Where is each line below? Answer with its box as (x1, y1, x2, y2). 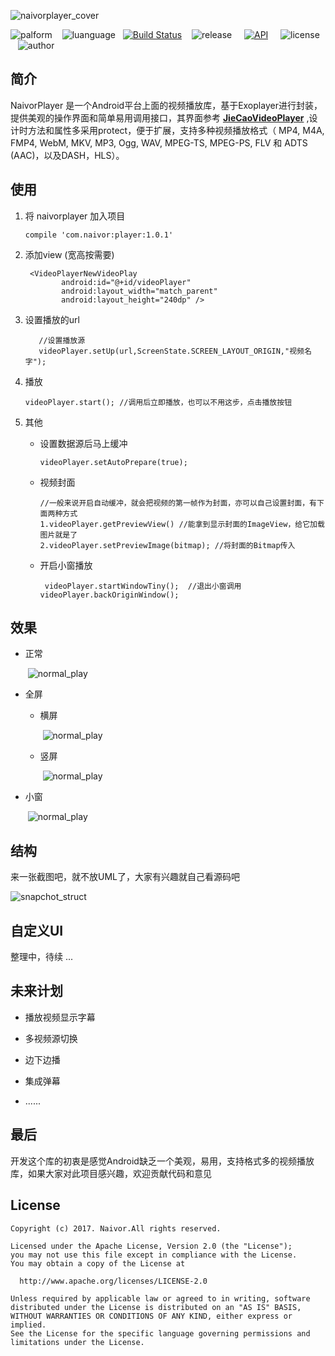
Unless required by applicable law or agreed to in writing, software (10, 1293, 311, 1304)
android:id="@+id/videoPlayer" (61, 277, 192, 287)
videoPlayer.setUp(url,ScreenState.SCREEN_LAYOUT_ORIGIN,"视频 (38, 346, 305, 356)
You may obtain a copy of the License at (10, 1258, 186, 1269)
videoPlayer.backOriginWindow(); (39, 590, 180, 600)
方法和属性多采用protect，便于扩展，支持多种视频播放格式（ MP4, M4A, (27, 124, 325, 136)
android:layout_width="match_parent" (61, 286, 218, 296)
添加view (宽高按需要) (24, 248, 115, 260)
